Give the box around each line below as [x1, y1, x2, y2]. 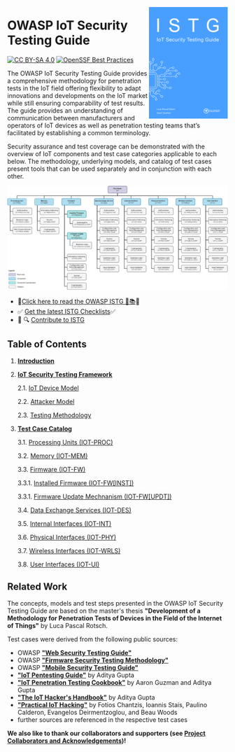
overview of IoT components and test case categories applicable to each [7, 149, 218, 158]
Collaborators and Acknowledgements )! [7, 737, 127, 745]
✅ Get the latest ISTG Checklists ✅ [17, 307, 116, 315]
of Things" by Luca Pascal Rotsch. [7, 622, 108, 630]
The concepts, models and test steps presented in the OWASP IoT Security [7, 599, 224, 608]
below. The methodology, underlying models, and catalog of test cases [7, 157, 212, 165]
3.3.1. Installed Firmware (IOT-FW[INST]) [17, 479, 134, 487]
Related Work [7, 580, 68, 592]
